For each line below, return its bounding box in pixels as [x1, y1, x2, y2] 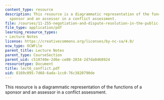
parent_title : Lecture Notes [5, 48, 64, 53]
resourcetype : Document [5, 61, 54, 66]
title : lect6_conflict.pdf [5, 66, 60, 71]
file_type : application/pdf [5, 25, 62, 30]
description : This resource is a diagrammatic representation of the [5, 12, 150, 17]
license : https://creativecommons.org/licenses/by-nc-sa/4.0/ [5, 39, 134, 44]
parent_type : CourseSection [5, 52, 62, 58]
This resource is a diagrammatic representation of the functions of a [5, 84, 143, 90]
